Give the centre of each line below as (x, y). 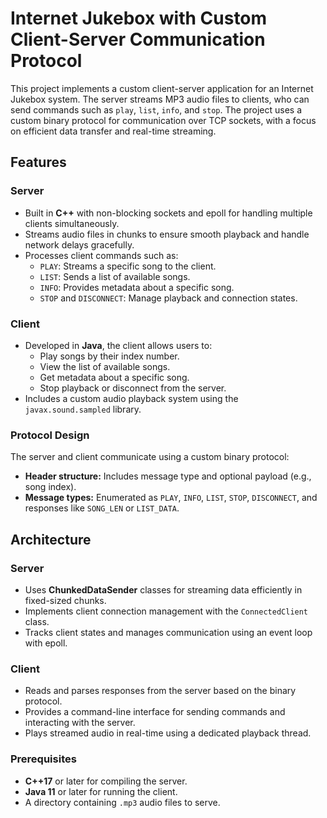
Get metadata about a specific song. (114, 377)
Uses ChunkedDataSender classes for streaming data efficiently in (163, 589)
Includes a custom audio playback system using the (131, 398)
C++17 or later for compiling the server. (106, 781)
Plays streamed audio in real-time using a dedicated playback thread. (168, 733)
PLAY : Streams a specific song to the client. (128, 266)
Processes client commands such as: (101, 255)
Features (38, 162)
